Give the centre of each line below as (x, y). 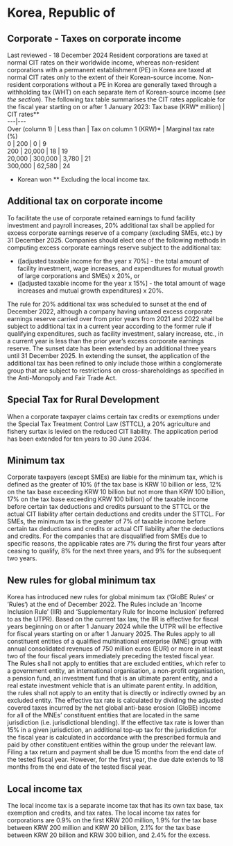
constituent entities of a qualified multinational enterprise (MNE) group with (115, 642)
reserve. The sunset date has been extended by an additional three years (112, 348)
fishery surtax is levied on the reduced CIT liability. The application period (113, 431)
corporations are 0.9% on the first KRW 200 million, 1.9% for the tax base (112, 820)
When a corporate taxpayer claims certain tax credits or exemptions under (113, 416)
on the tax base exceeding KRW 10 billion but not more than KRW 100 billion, (116, 492)
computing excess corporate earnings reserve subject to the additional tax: (114, 247)
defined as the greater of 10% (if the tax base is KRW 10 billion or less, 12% (114, 485)
